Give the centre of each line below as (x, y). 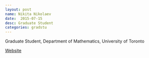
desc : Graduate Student (29, 23)
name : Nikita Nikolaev (28, 14)
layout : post (18, 9)
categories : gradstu (26, 28)
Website (13, 51)
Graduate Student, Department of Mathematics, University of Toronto (75, 41)
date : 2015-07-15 (24, 18)
